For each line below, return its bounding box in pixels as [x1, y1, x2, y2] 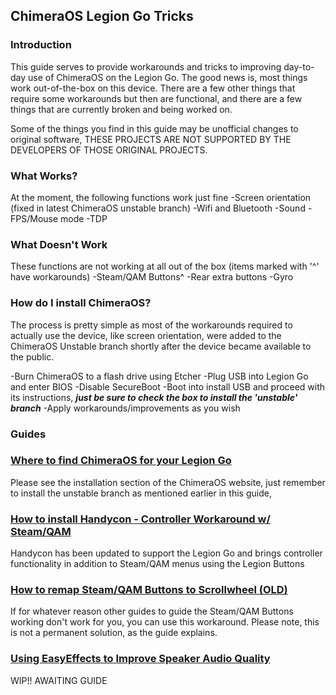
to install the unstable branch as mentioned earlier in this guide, [10, 487, 272, 499]
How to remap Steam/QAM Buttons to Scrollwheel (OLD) [10, 583, 288, 597]
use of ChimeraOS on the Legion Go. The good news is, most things [28, 71, 308, 83]
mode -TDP [60, 212, 108, 224]
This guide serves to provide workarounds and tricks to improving [10, 60, 282, 73]
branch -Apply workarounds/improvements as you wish [10, 402, 241, 414]
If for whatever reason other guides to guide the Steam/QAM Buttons [10, 605, 294, 618]
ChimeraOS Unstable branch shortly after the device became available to [10, 340, 312, 352]
